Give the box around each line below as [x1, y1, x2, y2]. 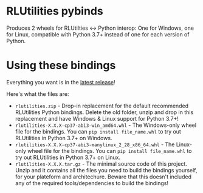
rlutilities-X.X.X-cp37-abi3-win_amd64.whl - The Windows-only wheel [15, 121, 196, 129]
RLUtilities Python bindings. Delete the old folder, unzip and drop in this [15, 108, 194, 116]
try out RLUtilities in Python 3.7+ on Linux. [15, 154, 120, 161]
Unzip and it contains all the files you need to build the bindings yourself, [15, 166, 198, 174]
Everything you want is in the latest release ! [6, 78, 115, 86]
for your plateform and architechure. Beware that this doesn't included [15, 173, 191, 180]
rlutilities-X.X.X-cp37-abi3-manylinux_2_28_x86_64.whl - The [15, 141, 175, 148]
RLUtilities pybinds [6, 4, 103, 18]
